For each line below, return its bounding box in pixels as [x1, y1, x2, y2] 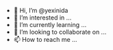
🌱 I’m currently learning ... [13, 21, 87, 28]
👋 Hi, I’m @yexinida [13, 7, 68, 14]
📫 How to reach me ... [13, 36, 77, 43]
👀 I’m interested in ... [13, 14, 72, 22]
